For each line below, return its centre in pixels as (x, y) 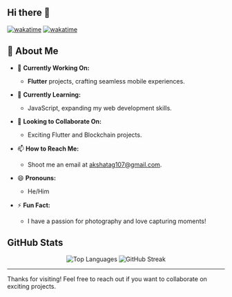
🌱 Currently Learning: (49, 95)
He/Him (38, 191)
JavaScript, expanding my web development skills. (100, 108)
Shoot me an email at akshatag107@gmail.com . (95, 164)
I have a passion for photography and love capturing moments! (117, 221)
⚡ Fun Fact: (33, 205)
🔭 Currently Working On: (53, 68)
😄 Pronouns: (37, 178)
